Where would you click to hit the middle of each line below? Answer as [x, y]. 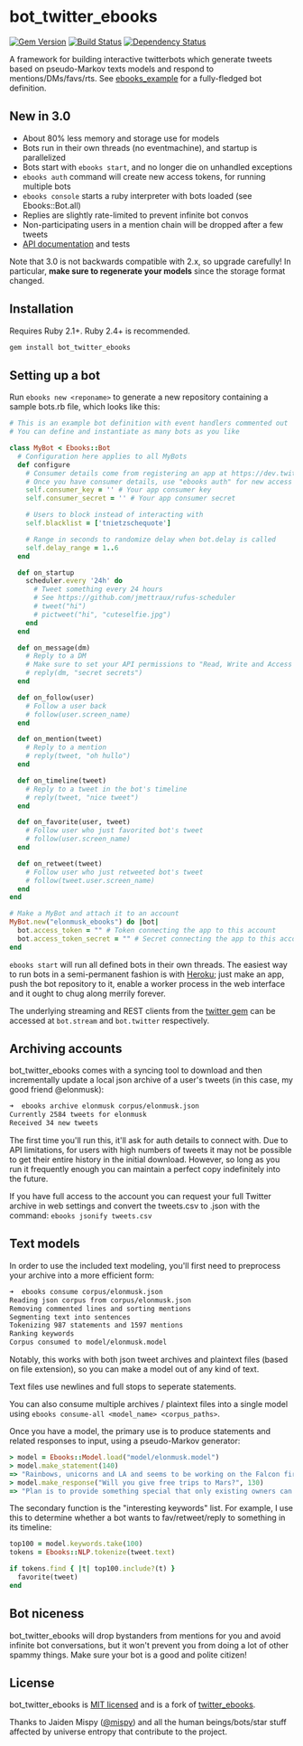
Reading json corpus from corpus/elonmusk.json [101, 1300]
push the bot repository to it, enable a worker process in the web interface [147, 983]
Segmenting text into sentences [70, 1317]
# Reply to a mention [66, 747]
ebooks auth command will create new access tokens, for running [144, 176]
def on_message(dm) [54, 648]
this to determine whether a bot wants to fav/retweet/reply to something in [147, 1518]
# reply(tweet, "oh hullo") [78, 756]
